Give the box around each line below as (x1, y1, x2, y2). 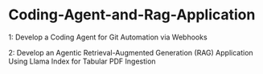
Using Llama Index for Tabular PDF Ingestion (8, 56, 156, 66)
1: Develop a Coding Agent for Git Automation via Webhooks (8, 32, 208, 42)
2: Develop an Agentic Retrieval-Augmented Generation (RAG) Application (8, 47, 253, 57)
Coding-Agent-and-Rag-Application (8, 6, 256, 24)
